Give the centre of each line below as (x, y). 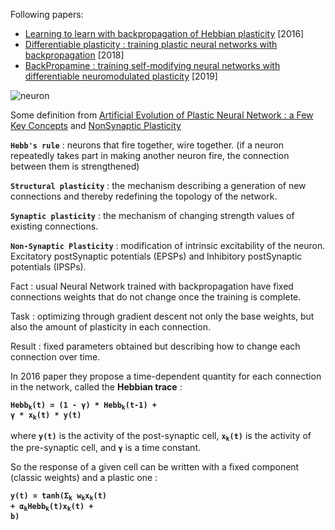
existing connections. (54, 226)
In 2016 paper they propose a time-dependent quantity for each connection (166, 376)
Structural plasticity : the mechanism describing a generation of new (158, 185)
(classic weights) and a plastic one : (84, 478)
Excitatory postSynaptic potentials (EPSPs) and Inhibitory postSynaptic (156, 256)
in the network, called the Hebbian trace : (96, 387)
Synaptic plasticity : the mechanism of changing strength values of (152, 215)
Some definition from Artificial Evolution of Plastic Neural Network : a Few (162, 115)
